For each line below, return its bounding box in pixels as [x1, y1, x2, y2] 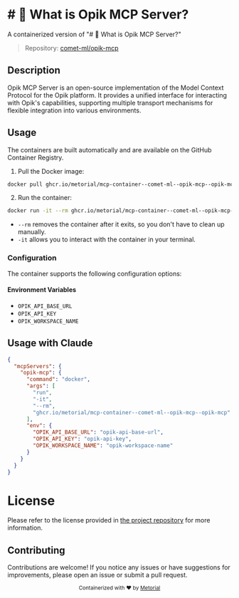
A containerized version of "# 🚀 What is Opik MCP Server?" [7, 30, 181, 38]
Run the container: [17, 194, 73, 202]
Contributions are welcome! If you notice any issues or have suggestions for [7, 563, 231, 572]
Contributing [7, 544, 65, 556]
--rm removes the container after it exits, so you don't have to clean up [17, 220, 225, 229]
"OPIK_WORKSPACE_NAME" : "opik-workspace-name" [33, 442, 174, 449]
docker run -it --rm [7, 207, 69, 214]
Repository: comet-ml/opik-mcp [24, 43, 119, 52]
